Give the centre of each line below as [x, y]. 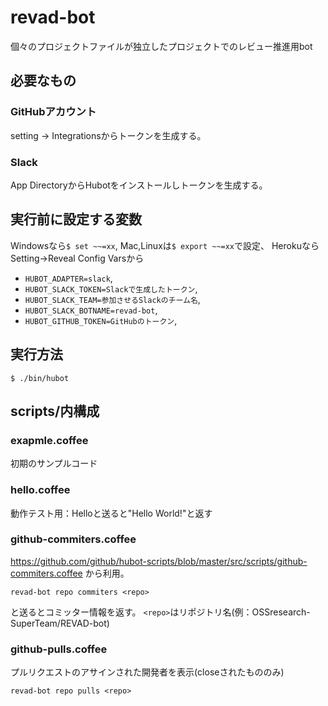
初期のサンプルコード [54, 463]
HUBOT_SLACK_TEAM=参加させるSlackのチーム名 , [112, 299]
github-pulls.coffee [59, 649]
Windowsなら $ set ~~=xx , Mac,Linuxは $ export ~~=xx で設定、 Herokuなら [165, 245]
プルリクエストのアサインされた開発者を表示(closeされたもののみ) [147, 672]
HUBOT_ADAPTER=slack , [68, 278]
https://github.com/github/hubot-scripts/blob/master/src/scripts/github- [159, 561]
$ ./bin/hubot [40, 378]
